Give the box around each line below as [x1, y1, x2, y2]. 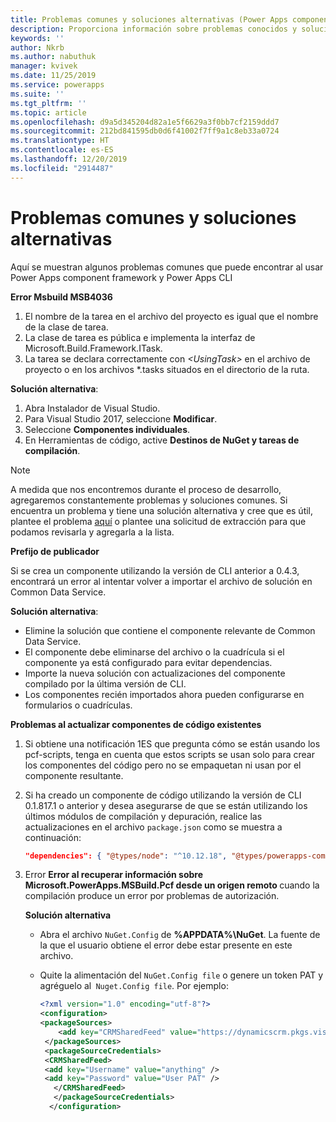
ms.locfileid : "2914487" [10, 163, 114, 173]
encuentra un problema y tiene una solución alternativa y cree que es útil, [10, 504, 314, 516]
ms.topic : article [10, 107, 87, 118]
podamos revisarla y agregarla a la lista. [10, 526, 175, 538]
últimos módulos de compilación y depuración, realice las [24, 810, 263, 822]
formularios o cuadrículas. [24, 699, 133, 711]
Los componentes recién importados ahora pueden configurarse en [24, 688, 305, 700]
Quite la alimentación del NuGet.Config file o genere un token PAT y [39, 969, 324, 981]
